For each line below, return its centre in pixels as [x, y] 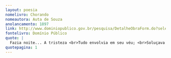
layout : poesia [21, 10]
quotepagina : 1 [21, 47]
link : [11, 29]
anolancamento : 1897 [27, 24]
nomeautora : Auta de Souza [34, 19]
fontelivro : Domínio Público [36, 33]
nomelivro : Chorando [27, 15]
